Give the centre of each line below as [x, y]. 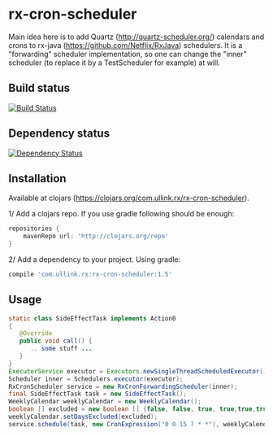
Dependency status [59, 134]
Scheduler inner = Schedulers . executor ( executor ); [96, 379]
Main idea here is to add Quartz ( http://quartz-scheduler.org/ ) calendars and [136, 37]
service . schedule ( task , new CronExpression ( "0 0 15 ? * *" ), [114, 424]
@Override [36, 334]
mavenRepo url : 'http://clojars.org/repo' [96, 237]
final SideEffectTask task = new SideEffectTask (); [97, 394]
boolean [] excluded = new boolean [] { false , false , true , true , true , [132, 409]
